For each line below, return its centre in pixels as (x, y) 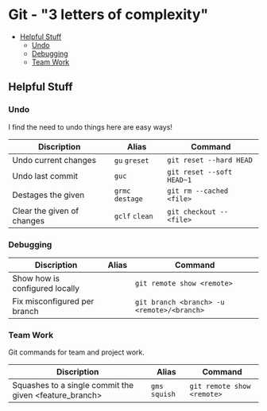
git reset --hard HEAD (209, 160)
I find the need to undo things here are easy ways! (91, 127)
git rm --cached (197, 191)
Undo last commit (45, 176)
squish (163, 394)
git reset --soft (199, 172)
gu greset (132, 160)
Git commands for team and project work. (77, 352)
